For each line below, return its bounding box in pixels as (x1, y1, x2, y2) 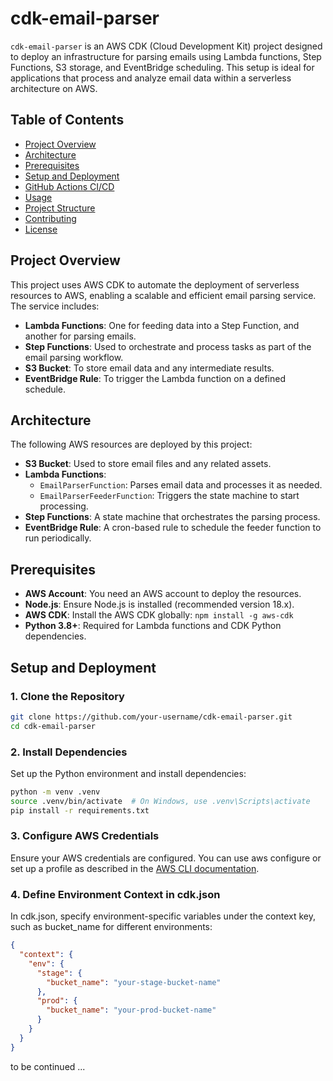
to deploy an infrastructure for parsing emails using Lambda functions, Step (10, 50, 322, 62)
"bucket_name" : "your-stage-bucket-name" (46, 977, 222, 987)
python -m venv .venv (10, 787, 101, 797)
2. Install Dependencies (10, 745, 128, 759)
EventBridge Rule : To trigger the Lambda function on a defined (24, 372, 286, 384)
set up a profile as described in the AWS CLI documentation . (10, 862, 260, 874)
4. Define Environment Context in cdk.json (10, 887, 221, 901)
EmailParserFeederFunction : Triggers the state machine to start (39, 490, 300, 502)
